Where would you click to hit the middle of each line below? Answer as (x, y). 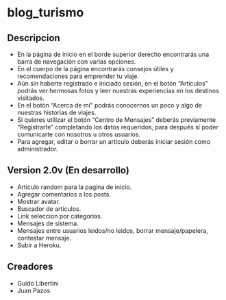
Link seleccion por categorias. (60, 216)
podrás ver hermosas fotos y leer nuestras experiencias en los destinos (118, 91)
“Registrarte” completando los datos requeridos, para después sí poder (118, 127)
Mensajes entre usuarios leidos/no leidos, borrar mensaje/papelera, (113, 230)
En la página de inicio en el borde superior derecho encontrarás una (113, 54)
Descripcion (34, 38)
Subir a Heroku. (39, 245)
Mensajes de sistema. (48, 223)
